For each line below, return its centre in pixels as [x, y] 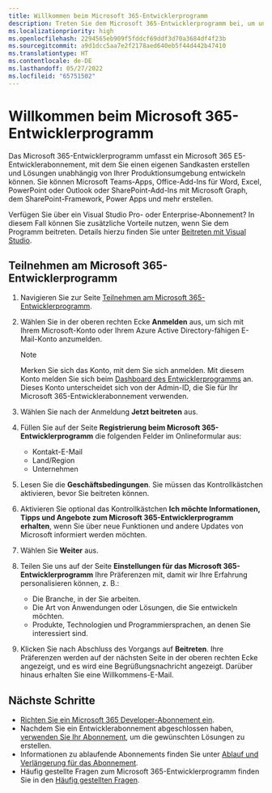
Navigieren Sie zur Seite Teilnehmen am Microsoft [104, 298]
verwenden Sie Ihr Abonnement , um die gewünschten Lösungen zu [132, 737]
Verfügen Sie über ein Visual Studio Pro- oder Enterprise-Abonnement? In [132, 214]
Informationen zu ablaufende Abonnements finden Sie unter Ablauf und [139, 754]
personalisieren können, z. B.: [70, 583]
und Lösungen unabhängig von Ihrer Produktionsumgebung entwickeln [127, 173]
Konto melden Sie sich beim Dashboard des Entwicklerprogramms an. [136, 379]
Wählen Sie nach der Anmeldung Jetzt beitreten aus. [109, 412]
